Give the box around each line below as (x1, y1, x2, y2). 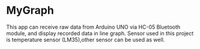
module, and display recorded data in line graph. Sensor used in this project (6, 29, 194, 36)
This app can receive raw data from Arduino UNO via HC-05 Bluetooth (6, 23, 181, 30)
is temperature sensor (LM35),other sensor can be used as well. (6, 36, 165, 43)
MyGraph (6, 4, 54, 17)
